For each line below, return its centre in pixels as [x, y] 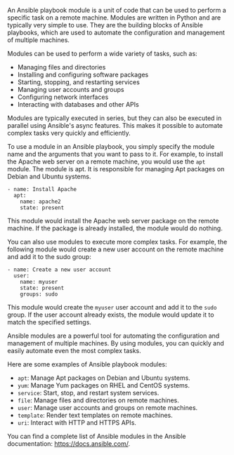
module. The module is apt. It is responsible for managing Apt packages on [116, 169]
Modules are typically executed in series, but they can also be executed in [115, 118]
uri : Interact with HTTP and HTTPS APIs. [77, 423]
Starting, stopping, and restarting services [79, 82]
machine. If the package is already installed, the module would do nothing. [115, 228]
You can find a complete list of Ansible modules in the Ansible [97, 436]
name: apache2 [40, 202]
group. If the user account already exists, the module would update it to [111, 315]
